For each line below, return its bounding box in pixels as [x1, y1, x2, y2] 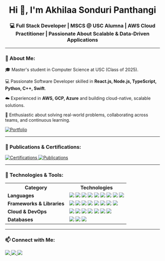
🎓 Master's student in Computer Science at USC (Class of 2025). [5, 66, 138, 72]
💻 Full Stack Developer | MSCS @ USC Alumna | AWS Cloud [9, 22, 156, 29]
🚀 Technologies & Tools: [5, 172, 64, 178]
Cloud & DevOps [7, 208, 47, 215]
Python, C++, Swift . [5, 85, 46, 91]
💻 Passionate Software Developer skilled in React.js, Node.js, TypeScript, [5, 78, 157, 84]
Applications [67, 36, 98, 43]
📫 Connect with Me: [5, 236, 55, 243]
